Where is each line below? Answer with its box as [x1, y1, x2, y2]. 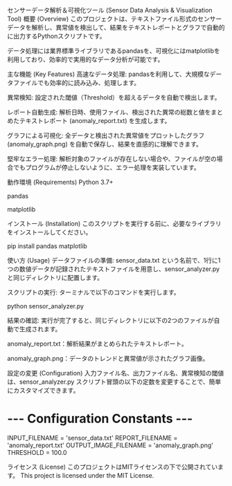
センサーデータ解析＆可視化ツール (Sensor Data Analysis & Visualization [7, 6, 213, 14]
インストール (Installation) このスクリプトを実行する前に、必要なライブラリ [7, 220, 222, 227]
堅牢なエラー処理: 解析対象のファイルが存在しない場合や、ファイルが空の [7, 155, 217, 162]
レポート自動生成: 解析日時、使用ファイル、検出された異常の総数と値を [7, 108, 211, 116]
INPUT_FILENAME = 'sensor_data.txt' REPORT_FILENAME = [7, 433, 178, 442]
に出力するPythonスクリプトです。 [7, 32, 106, 40]
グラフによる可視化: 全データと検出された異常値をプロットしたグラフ [7, 131, 205, 140]
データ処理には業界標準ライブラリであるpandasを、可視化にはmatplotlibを [7, 47, 220, 55]
